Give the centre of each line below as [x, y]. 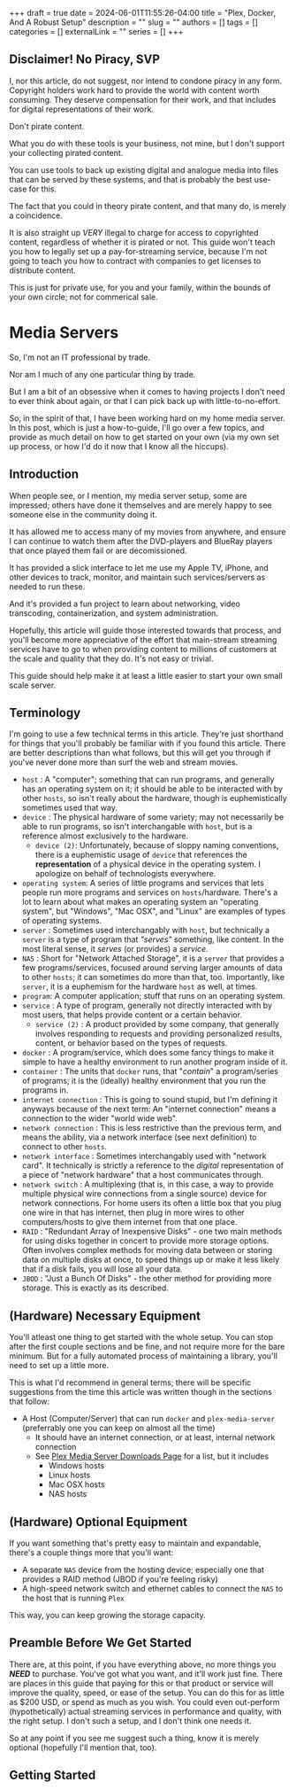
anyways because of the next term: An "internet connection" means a [149, 1109]
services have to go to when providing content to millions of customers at [143, 649]
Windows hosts [76, 1466]
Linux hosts [69, 1476]
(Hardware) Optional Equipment [99, 1522]
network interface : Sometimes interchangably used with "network [144, 1156]
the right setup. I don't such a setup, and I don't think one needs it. [130, 1721]
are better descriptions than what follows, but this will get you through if [140, 753]
